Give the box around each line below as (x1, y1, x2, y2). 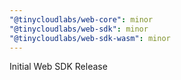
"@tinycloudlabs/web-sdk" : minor (9, 24, 149, 34)
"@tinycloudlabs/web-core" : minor (9, 14, 154, 25)
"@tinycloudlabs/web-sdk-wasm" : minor (9, 33, 171, 43)
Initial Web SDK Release (9, 61, 108, 73)
